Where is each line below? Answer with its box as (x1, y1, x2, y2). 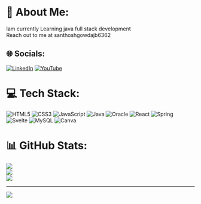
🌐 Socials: (6, 49, 45, 59)
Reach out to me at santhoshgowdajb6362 (6, 31, 111, 38)
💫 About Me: (6, 5, 69, 19)
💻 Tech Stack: (6, 86, 80, 100)
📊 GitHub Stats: (6, 138, 88, 152)
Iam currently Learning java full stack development (6, 25, 132, 32)
